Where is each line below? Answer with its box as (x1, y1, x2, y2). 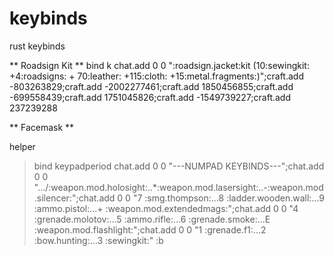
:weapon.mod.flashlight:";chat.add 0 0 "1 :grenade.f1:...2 (33, 223, 267, 236)
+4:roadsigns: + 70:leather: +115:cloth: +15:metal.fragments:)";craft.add (9, 70, 304, 82)
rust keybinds (9, 40, 66, 52)
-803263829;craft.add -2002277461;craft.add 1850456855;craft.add (9, 80, 294, 92)
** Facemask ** (9, 121, 75, 133)
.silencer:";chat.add (33, 192, 116, 204)
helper (9, 140, 36, 152)
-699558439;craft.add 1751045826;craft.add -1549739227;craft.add (9, 91, 292, 103)
